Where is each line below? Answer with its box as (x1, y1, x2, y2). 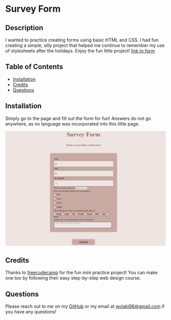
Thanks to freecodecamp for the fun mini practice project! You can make (5, 269, 158, 276)
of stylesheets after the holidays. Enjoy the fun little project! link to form (5, 48, 155, 54)
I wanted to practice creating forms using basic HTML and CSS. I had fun (5, 37, 159, 43)
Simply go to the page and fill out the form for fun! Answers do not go (5, 115, 151, 121)
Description (5, 23, 43, 32)
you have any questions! (5, 309, 57, 315)
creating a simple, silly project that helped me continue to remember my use (5, 42, 165, 48)
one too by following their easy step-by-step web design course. (5, 275, 141, 281)
